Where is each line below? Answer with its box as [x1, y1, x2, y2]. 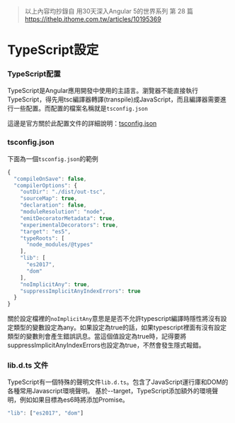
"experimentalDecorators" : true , [20, 221, 119, 229]
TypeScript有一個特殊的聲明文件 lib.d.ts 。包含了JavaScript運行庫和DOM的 [7, 378, 229, 386]
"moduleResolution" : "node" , [20, 209, 106, 216]
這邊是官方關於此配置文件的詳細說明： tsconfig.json [7, 119, 157, 128]
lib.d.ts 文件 [7, 361, 49, 370]
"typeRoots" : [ [20, 234, 65, 242]
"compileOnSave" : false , [13, 175, 87, 182]
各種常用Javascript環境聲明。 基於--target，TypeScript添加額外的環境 [7, 387, 212, 395]
